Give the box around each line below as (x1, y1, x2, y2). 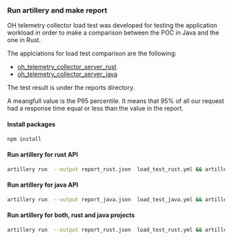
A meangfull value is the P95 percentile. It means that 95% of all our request (7, 97, 224, 105)
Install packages (7, 120, 56, 128)
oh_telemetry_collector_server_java (17, 70, 117, 78)
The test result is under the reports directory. (7, 84, 135, 92)
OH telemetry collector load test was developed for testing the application (7, 21, 217, 30)
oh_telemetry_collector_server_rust (17, 63, 117, 71)
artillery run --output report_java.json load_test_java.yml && (7, 196, 202, 203)
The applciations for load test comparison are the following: (7, 49, 177, 57)
